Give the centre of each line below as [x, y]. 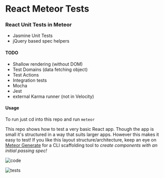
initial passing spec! [26, 151]
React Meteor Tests [47, 9]
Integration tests [30, 80]
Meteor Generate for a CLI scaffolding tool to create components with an [81, 145]
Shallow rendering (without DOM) [47, 64]
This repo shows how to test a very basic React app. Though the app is [79, 129]
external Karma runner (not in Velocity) [53, 96]
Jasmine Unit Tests [32, 35]
